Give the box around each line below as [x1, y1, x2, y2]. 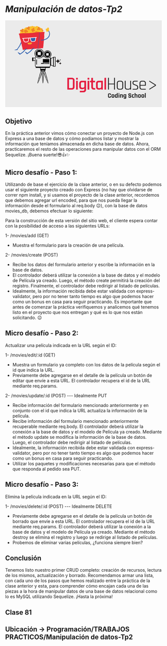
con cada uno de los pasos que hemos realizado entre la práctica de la [5, 578, 151, 584]
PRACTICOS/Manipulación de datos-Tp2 [5, 633, 133, 642]
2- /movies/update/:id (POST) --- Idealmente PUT [5, 392, 107, 398]
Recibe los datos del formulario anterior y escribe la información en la [12, 262, 155, 268]
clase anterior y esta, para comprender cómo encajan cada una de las [5, 583, 149, 589]
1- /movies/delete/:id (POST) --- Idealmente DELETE [5, 503, 112, 509]
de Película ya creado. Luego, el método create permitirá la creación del [12, 278, 160, 283]
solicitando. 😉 [12, 315, 42, 321]
